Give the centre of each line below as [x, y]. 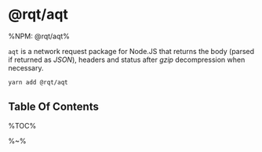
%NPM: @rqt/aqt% [39, 36]
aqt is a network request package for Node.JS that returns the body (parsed [131, 51]
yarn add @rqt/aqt [38, 82]
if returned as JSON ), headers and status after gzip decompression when [127, 60]
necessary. [26, 67]
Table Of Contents [54, 107]
